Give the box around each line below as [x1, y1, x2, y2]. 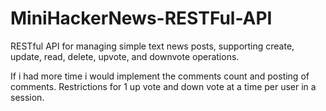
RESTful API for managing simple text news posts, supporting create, [10, 40, 295, 52]
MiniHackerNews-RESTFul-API [10, 7, 273, 30]
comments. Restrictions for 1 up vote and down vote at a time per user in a [10, 80, 317, 92]
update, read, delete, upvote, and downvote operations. [10, 50, 240, 62]
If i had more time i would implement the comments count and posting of [10, 70, 310, 82]
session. [10, 91, 45, 103]
